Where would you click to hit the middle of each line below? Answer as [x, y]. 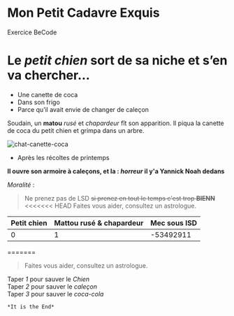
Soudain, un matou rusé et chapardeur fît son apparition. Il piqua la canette [116, 123]
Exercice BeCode [32, 32]
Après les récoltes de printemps [63, 157]
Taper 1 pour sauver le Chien [49, 279]
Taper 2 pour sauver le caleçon [52, 286]
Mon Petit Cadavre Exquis [83, 13]
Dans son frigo [39, 102]
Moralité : [21, 185]
